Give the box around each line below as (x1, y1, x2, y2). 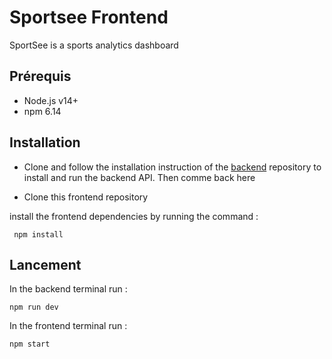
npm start (9, 339, 51, 350)
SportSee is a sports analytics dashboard (9, 39, 179, 51)
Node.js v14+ (23, 94, 79, 106)
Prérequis (9, 68, 72, 85)
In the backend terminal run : (9, 283, 128, 295)
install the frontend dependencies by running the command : (9, 210, 259, 222)
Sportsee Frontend (9, 6, 169, 29)
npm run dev (9, 302, 59, 313)
